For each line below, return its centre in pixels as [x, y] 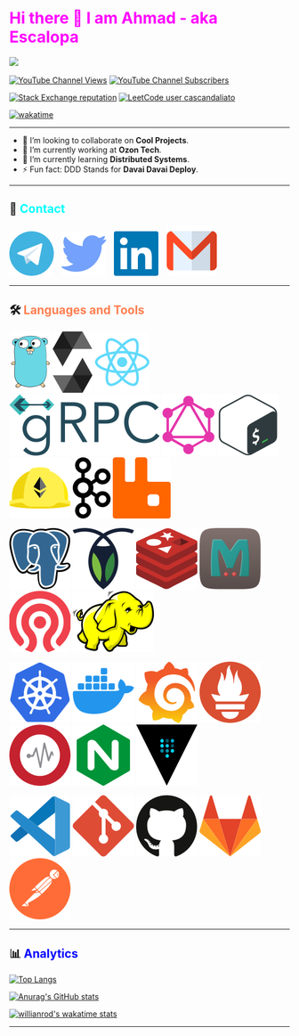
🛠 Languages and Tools [77, 310]
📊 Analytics [44, 954]
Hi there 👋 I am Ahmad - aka [113, 18]
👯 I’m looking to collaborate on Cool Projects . [105, 140]
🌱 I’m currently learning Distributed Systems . [105, 159]
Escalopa [44, 37]
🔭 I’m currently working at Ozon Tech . [92, 150]
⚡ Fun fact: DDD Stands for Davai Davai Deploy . [110, 169]
